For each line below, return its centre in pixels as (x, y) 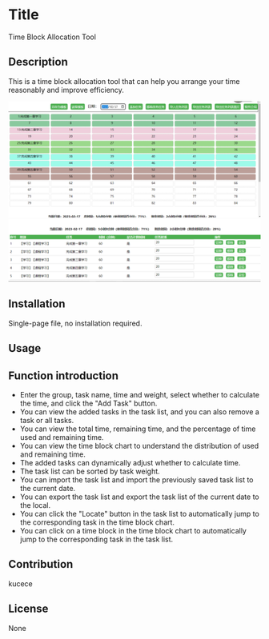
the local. (35, 505)
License (28, 609)
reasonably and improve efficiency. (66, 90)
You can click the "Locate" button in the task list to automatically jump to (140, 514)
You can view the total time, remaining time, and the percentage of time (138, 429)
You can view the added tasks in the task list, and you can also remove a (140, 412)
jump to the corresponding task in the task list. (96, 539)
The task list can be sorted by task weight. (90, 471)
